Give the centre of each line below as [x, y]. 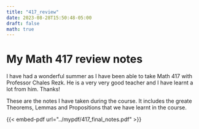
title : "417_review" [33, 12]
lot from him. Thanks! [33, 89]
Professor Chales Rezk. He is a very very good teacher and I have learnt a [100, 83]
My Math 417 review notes [75, 59]
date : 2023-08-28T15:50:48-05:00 [49, 18]
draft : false [23, 23]
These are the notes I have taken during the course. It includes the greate [99, 101]
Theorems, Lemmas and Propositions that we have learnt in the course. [97, 108]
